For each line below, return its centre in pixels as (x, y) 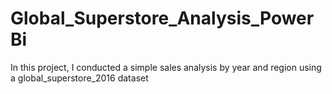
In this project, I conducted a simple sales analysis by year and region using (166, 67)
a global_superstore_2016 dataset (79, 78)
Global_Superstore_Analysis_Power (162, 18)
